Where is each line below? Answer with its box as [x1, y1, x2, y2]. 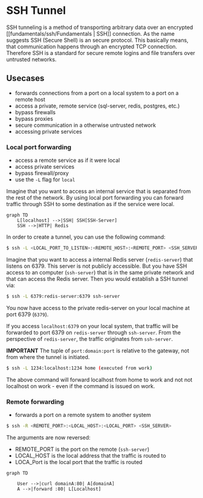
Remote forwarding [6, 397, 65, 406]
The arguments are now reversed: [6, 433, 91, 441]
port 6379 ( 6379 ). [6, 311, 49, 318]
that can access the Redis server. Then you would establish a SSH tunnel [6, 275, 188, 282]
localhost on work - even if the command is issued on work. [6, 382, 155, 390]
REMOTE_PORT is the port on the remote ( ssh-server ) [14, 445, 150, 453]
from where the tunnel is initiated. [6, 353, 90, 360]
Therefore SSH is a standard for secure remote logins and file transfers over [6, 49, 195, 56]
